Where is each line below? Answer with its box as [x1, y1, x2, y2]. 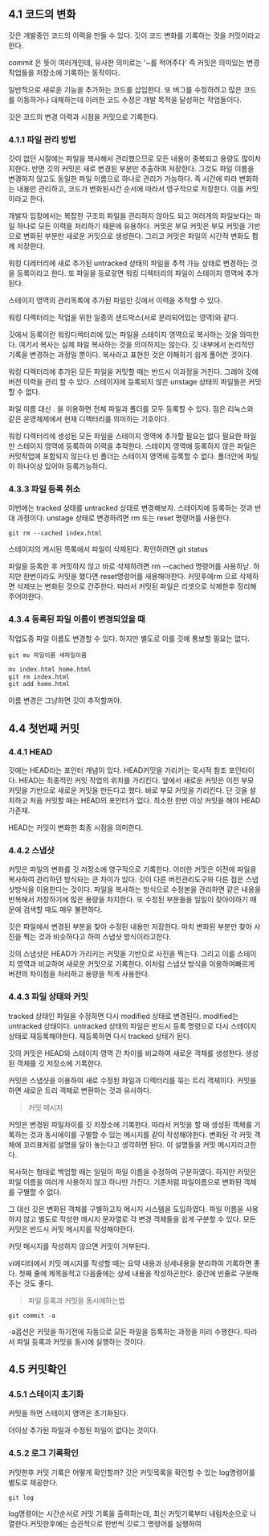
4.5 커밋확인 [8, 1362, 67, 1376]
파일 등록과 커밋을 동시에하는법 [27, 1296, 125, 1305]
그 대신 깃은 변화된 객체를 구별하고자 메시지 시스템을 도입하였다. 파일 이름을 [8, 1204, 244, 1214]
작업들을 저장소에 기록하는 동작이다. [8, 68, 120, 77]
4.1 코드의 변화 [8, 7, 76, 22]
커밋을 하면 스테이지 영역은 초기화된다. [8, 1408, 128, 1418]
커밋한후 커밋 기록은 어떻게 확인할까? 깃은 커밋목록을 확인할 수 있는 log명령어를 [8, 1467, 255, 1477]
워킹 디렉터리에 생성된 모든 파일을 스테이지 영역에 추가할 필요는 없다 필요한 [8, 431, 243, 441]
